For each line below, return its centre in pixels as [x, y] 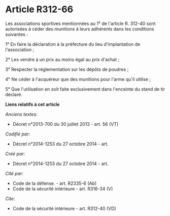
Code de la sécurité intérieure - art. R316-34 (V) [63, 188]
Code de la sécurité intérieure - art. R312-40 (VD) [64, 208]
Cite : [10, 198]
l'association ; [20, 49]
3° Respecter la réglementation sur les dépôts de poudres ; [67, 69]
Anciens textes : [22, 114]
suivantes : [16, 34]
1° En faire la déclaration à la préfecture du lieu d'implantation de [73, 44]
